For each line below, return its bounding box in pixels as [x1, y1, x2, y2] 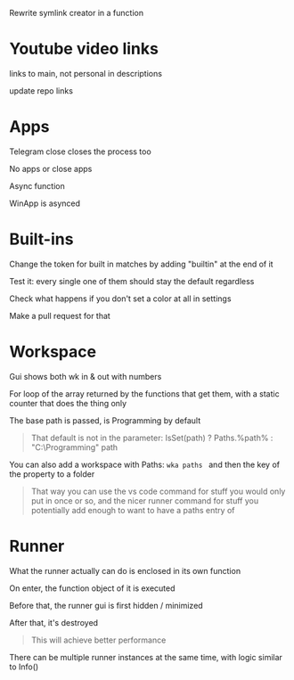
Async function [9, 180, 65, 191]
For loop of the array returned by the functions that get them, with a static [9, 388, 280, 399]
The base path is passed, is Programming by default [9, 414, 201, 426]
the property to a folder [9, 468, 95, 479]
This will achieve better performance [30, 635, 167, 645]
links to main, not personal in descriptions [9, 68, 163, 78]
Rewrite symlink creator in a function [9, 8, 144, 18]
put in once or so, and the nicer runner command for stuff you [30, 495, 259, 506]
